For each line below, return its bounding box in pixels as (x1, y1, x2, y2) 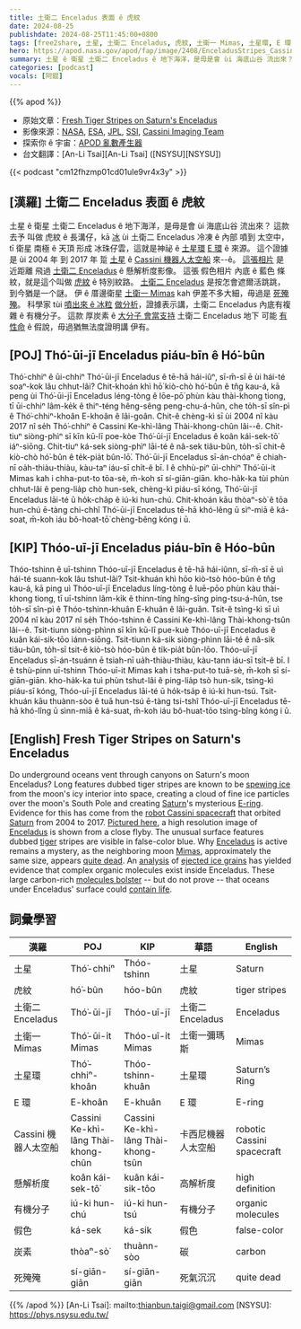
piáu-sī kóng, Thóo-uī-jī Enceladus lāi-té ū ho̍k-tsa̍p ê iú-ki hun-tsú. (9, 686, 259, 697)
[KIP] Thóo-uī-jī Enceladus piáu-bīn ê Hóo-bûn (9, 540, 276, 555)
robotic (236, 1122, 266, 1135)
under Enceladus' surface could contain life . (9, 884, 173, 894)
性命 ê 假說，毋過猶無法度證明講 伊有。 (9, 321, 154, 332)
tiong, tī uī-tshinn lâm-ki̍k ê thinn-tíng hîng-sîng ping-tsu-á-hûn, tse (34, 594, 284, 604)
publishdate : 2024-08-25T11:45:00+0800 (9, 30, 159, 39)
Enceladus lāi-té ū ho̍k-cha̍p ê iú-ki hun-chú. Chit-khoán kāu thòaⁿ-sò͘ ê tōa (9, 495, 288, 506)
